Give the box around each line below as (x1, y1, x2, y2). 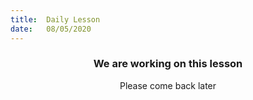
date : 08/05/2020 (10, 24, 92, 34)
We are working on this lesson (93, 57, 243, 71)
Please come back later (119, 79, 217, 91)
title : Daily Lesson (10, 14, 101, 25)
